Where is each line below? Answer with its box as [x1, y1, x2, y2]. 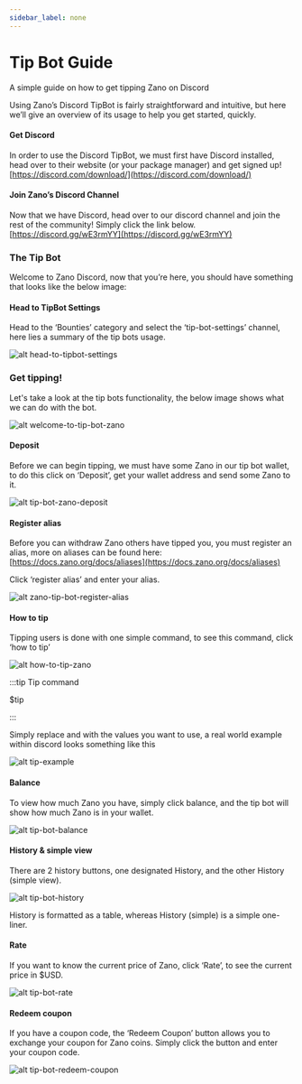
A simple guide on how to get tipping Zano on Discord [9, 82, 210, 93]
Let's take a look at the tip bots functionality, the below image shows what [9, 392, 284, 403]
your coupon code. [9, 1047, 80, 1058]
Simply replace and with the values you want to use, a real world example [9, 729, 282, 740]
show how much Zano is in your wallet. [9, 807, 154, 818]
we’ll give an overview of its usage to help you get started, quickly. [9, 109, 257, 120]
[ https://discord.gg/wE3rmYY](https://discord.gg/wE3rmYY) [9, 228, 233, 239]
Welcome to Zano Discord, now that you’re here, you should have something [9, 272, 294, 283]
